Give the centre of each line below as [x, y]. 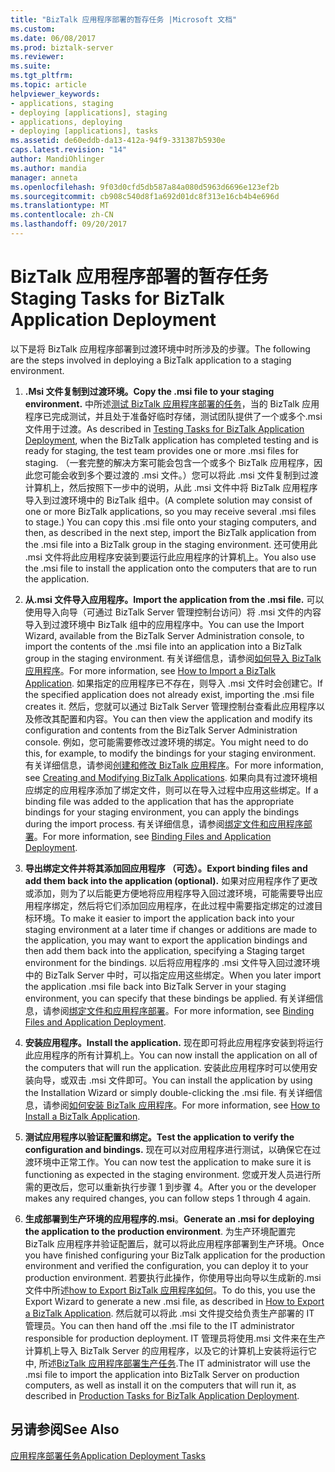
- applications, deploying [66, 122]
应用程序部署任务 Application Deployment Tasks [108, 1455]
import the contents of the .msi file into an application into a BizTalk [163, 646]
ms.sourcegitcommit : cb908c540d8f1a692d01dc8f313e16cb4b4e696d [145, 196]
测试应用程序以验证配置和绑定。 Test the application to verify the [159, 1137]
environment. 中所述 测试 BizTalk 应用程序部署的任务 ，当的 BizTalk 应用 [172, 403]
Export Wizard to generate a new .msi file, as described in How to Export [174, 1301]
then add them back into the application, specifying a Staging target [164, 950]
